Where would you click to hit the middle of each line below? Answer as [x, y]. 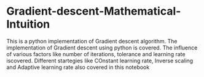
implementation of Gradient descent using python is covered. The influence [102, 48]
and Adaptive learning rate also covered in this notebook [78, 67]
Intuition [28, 24]
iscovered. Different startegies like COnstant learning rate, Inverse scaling [100, 61]
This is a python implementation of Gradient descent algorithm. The [92, 41]
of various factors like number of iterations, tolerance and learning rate [96, 54]
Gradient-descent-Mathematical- [94, 11]
